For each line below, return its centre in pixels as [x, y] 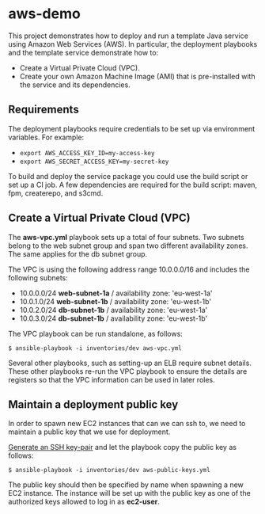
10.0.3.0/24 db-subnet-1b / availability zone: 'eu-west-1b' [114, 318]
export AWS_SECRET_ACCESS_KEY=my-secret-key [94, 162]
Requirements [44, 110]
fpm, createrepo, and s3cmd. [56, 193]
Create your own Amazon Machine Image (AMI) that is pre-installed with [137, 76]
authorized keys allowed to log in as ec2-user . [84, 502]
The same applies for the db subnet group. [78, 253]
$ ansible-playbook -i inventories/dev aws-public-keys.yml [110, 470]
